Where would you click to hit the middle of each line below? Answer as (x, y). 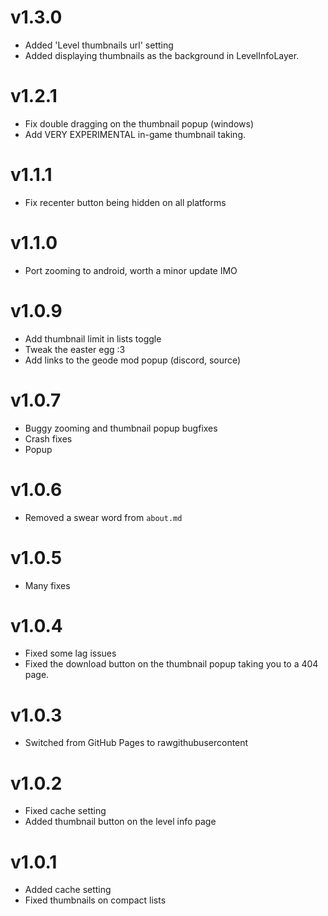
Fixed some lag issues (70, 653)
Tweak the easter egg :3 (75, 349)
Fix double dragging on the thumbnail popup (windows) (139, 123)
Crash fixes (48, 438)
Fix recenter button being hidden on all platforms (125, 202)
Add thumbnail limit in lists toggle (93, 338)
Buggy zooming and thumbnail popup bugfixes (121, 428)
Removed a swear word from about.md (103, 517)
